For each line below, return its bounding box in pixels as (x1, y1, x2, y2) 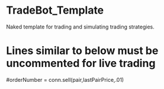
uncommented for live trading (6, 57, 156, 70)
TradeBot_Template (6, 4, 104, 17)
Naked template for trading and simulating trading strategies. (6, 23, 155, 30)
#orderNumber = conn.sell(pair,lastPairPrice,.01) (6, 76, 124, 83)
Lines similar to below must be (6, 44, 159, 58)
